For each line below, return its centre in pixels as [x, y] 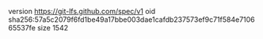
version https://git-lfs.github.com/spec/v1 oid [82, 11]
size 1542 [53, 28]
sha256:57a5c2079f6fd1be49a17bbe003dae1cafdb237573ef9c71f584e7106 [131, 19]
